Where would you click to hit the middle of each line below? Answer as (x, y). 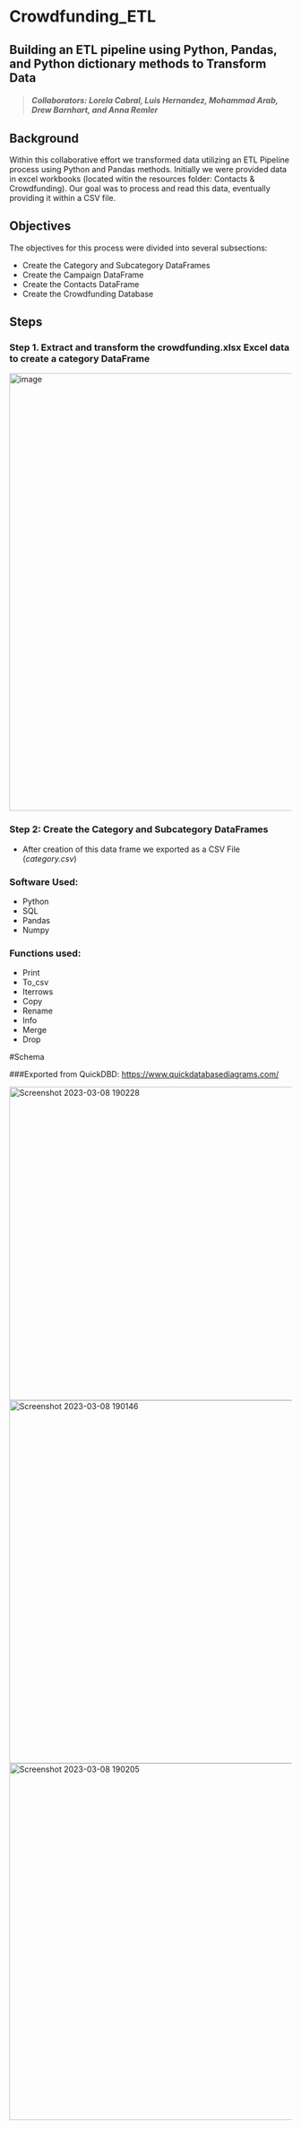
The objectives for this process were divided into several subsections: (138, 248)
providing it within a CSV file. (63, 197)
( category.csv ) (50, 858)
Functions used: (45, 953)
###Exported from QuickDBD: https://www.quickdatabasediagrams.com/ (144, 1074)
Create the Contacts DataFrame (81, 284)
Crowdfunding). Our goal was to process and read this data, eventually (140, 188)
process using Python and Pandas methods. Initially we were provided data (148, 169)
